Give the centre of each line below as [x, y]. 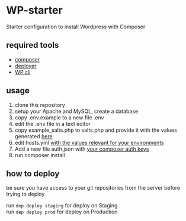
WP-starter [35, 10]
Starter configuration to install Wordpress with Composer [76, 27]
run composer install [40, 155]
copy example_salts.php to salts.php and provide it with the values [96, 130]
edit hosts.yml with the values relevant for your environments [89, 142]
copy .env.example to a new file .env [59, 117]
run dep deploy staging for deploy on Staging [62, 206]
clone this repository [40, 105]
